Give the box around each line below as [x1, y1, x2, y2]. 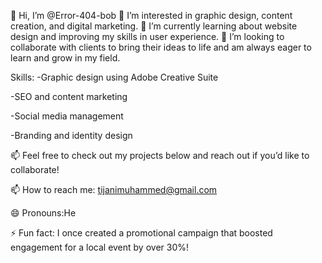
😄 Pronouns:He [10, 207, 77, 219]
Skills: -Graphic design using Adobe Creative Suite [10, 71, 219, 83]
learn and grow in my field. [10, 52, 121, 64]
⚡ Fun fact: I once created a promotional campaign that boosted [10, 227, 273, 239]
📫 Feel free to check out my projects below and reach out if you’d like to [10, 150, 310, 161]
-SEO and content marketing [10, 91, 128, 102]
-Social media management [10, 110, 124, 122]
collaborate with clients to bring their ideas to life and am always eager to [10, 41, 312, 53]
